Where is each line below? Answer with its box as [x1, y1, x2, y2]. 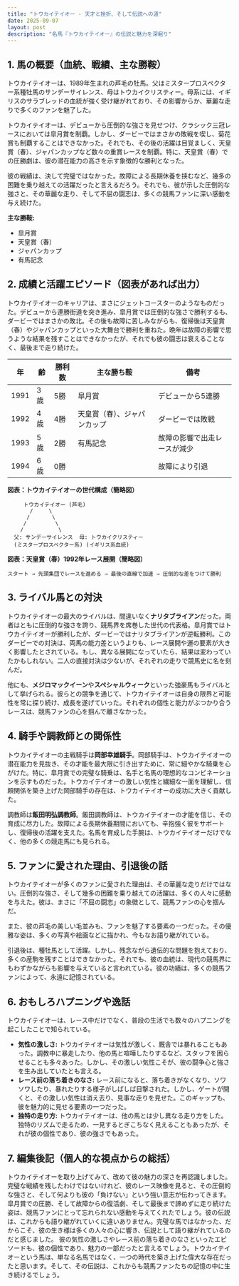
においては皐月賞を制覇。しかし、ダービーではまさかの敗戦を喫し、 [19, 130, 218, 138]
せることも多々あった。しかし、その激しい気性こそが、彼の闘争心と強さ [17, 1058, 230, 1067]
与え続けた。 [7, 198, 45, 207]
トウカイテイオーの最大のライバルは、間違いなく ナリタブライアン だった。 [7, 612, 225, 620]
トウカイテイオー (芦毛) [23, 501, 86, 508]
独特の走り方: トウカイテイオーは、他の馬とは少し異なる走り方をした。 [17, 1111, 228, 1120]
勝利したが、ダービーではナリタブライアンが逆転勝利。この [56, 629, 231, 638]
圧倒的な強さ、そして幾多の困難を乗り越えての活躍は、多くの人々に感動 [19, 889, 231, 898]
